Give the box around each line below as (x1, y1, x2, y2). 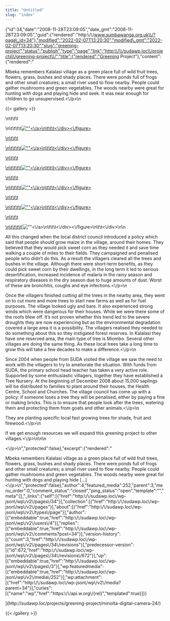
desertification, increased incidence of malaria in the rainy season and (5, 271, 152, 277)
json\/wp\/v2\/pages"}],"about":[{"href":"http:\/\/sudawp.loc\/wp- (5, 503, 143, 510)
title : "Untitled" (5, 7, 44, 13)
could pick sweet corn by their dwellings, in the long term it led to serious (5, 266, 159, 272)
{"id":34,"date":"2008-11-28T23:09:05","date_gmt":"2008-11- (5, 26, 133, 32)
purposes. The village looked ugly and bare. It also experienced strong (5, 303, 153, 309)
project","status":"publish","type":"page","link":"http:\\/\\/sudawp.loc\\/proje (5, 48, 163, 54)
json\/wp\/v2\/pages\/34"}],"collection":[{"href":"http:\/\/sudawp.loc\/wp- (5, 498, 160, 504)
